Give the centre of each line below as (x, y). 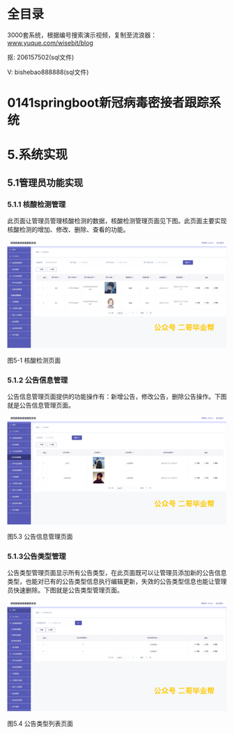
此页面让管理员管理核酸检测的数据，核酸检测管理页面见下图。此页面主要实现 (117, 221)
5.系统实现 (38, 155)
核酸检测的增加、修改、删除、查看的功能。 (68, 230)
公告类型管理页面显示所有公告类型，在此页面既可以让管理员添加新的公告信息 (117, 573)
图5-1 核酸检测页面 (34, 360)
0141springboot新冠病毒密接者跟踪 (108, 103)
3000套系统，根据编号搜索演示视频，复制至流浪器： (82, 35)
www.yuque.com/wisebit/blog (50, 43)
